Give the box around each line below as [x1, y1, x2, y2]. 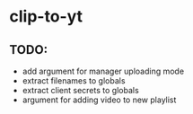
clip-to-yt [9, 6, 83, 27]
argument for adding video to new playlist [22, 94, 177, 105]
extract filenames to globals [22, 75, 126, 86]
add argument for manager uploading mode [22, 66, 185, 76]
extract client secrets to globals [22, 85, 139, 95]
